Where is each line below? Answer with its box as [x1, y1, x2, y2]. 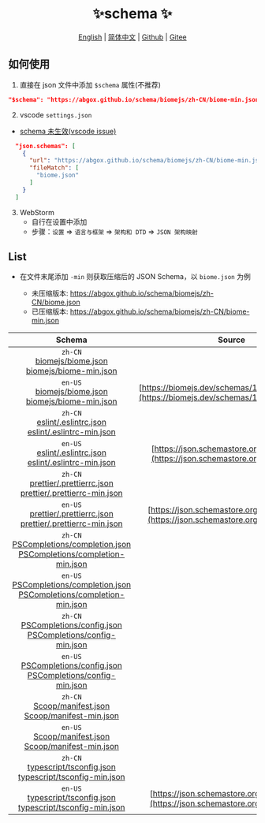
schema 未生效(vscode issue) [19, 126, 117, 136]
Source [218, 334, 246, 345]
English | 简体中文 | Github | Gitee [78, 32, 187, 42]
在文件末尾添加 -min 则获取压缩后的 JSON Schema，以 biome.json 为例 [19, 272, 251, 281]
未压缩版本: [31, 289, 69, 298]
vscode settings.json [19, 110, 92, 119]
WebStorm [19, 207, 55, 217]
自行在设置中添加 [31, 217, 88, 226]
